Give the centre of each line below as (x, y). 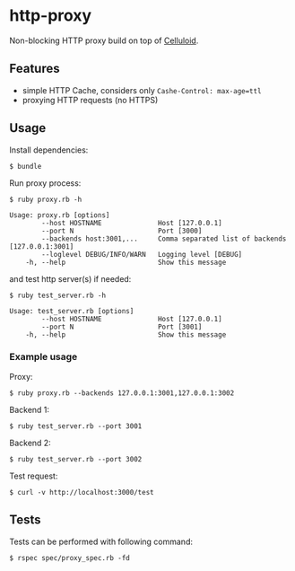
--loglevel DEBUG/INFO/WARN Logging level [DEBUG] (142, 254)
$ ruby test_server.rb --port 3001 (76, 426)
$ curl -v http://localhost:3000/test (82, 492)
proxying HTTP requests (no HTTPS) (90, 100)
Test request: (34, 476)
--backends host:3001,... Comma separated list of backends (164, 239)
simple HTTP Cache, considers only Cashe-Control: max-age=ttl (142, 90)
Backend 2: (30, 443)
